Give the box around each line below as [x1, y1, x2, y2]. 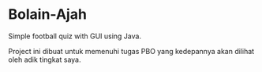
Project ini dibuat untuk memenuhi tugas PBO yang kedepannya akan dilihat [8, 46, 255, 56]
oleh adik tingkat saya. [8, 55, 81, 64]
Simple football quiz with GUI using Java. [8, 31, 142, 41]
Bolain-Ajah [8, 5, 87, 23]
